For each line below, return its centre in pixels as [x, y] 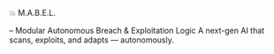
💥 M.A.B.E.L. [32, 13]
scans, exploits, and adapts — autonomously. [91, 40]
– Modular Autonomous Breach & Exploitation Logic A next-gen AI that [137, 31]
